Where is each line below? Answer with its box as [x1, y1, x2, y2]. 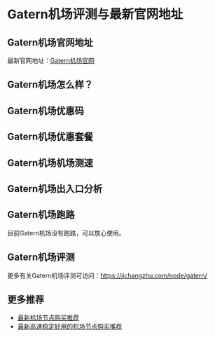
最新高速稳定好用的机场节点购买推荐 [17, 322, 123, 331]
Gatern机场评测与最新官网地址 [7, 6, 183, 22]
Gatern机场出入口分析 [7, 183, 103, 195]
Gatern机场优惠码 [7, 104, 84, 116]
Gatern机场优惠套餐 [7, 131, 93, 143]
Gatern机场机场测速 [7, 157, 93, 169]
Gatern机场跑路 [7, 209, 75, 221]
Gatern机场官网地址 [7, 36, 93, 48]
